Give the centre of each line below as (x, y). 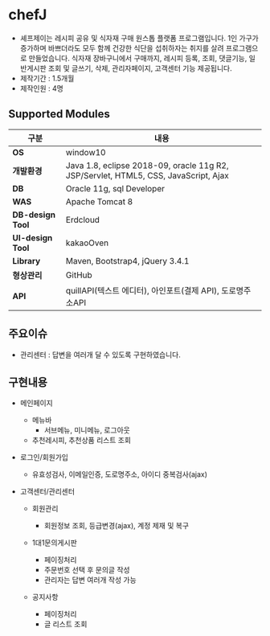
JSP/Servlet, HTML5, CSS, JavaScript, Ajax (147, 175)
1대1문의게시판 (55, 543)
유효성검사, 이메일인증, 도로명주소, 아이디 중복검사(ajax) (119, 474)
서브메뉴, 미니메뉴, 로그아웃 (87, 430)
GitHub (79, 275)
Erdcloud (83, 220)
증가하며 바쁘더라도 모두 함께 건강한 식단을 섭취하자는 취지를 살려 (122, 48)
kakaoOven (87, 243)
